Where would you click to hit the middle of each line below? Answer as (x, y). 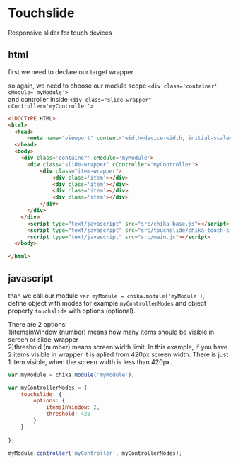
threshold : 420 (68, 414)
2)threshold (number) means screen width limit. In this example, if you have (118, 347)
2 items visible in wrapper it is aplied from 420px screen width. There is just (118, 354)
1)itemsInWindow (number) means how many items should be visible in (111, 332)
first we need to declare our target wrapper (71, 71)
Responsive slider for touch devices (60, 33)
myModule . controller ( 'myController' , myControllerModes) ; (95, 453)
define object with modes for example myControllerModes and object (107, 303)
